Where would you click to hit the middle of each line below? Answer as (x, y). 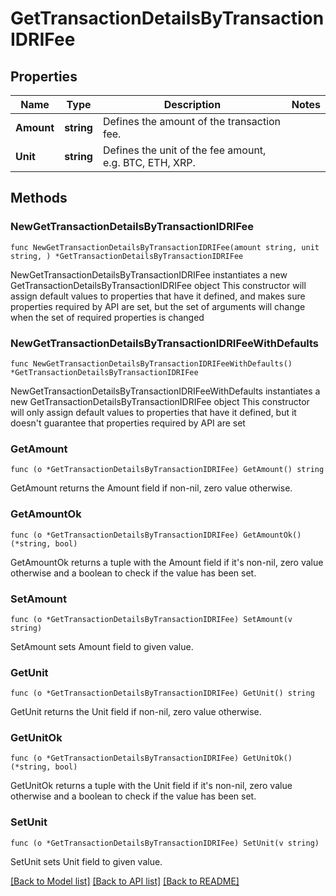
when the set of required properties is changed (107, 317)
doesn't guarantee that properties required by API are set (128, 423)
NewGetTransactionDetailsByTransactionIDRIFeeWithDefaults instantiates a (165, 391)
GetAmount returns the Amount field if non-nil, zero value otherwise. (151, 488)
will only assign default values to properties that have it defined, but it (153, 412)
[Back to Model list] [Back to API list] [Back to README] (125, 881)
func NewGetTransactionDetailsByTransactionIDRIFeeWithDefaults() (151, 363)
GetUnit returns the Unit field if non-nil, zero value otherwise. (136, 712)
